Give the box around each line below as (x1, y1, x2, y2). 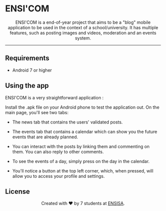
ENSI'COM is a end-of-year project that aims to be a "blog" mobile (15, 19, 151, 25)
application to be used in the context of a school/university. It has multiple (7, 24, 159, 30)
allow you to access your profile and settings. (12, 173, 105, 179)
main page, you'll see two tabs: (5, 109, 69, 115)
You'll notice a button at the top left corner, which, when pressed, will (12, 168, 154, 173)
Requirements (5, 54, 49, 62)
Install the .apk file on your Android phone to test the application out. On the (5, 104, 160, 110)
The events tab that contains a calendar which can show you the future (12, 128, 158, 134)
